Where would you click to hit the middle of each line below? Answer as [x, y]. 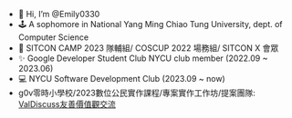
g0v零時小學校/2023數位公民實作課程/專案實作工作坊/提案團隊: [136, 93]
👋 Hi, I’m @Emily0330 [59, 14]
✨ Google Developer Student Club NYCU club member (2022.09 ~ [143, 58]
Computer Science [53, 37]
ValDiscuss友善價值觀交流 [67, 104]
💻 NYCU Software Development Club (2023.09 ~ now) [121, 79]
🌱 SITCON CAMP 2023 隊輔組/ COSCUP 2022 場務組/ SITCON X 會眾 [148, 48]
